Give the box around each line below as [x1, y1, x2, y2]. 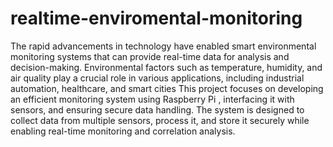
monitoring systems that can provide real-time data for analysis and [10, 50, 290, 62]
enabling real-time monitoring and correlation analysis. [10, 125, 236, 137]
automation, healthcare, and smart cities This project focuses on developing [10, 82, 324, 94]
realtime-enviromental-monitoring [10, 7, 303, 30]
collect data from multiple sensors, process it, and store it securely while [10, 114, 310, 126]
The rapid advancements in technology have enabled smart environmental [10, 40, 317, 52]
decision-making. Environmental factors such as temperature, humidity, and [10, 61, 323, 73]
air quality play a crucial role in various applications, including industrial [10, 72, 305, 84]
